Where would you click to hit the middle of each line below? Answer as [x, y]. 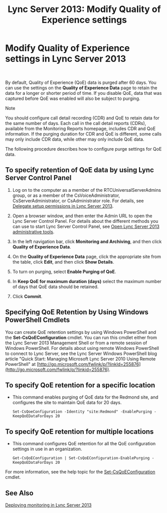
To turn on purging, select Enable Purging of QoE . [64, 272]
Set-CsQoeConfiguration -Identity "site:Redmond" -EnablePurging [82, 412]
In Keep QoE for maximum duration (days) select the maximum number [87, 281]
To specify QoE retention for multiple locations [79, 431]
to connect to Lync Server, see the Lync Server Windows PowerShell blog [81, 353]
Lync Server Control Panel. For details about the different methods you [85, 221]
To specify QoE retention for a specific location [80, 385]
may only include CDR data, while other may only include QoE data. [75, 139]
